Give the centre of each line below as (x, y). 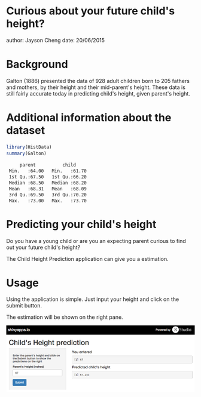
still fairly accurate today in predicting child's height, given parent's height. (98, 93)
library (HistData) (29, 147)
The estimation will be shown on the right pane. (65, 317)
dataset (26, 130)
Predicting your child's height (81, 224)
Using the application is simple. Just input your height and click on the (93, 299)
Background (37, 64)
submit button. (24, 306)
